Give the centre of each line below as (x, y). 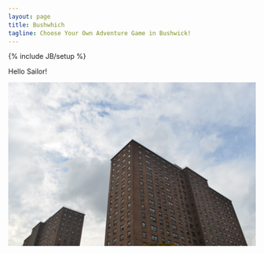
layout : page (29, 16)
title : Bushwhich (37, 25)
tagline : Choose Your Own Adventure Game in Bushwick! (100, 33)
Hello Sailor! (27, 71)
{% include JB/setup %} (47, 56)
